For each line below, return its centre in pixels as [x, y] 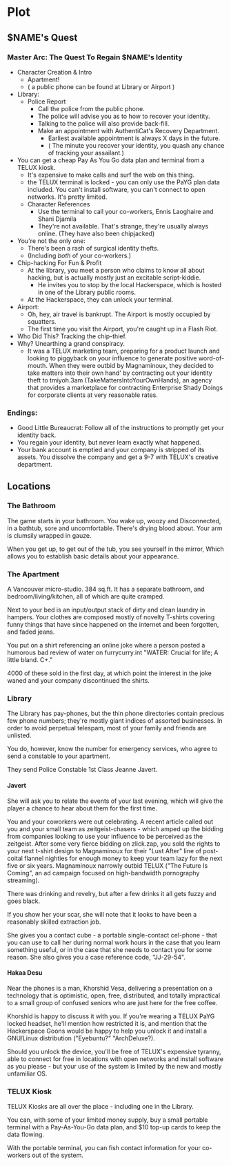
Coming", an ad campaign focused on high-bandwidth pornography [103, 873]
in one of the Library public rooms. [87, 292]
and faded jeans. [31, 632]
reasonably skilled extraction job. [54, 922]
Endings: [22, 413]
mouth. [38, 365]
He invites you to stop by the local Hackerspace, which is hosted [130, 284]
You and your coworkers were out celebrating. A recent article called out [110, 822]
